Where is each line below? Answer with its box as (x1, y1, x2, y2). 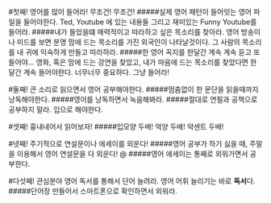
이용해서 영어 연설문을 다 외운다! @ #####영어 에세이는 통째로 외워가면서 (16, 149, 248, 159)
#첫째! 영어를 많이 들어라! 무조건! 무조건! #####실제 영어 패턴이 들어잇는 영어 (8, 7, 252, 16)
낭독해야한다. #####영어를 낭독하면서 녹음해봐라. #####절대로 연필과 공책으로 (8, 95, 258, 104)
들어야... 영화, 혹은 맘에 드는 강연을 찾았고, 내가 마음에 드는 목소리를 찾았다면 (8, 57, 248, 67)
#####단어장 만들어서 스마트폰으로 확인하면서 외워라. (8, 186, 177, 196)
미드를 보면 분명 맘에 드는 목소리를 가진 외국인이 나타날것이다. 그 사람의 (16, 37, 240, 47)
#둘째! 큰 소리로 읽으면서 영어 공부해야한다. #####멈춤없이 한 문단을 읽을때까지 (8, 85, 259, 94)
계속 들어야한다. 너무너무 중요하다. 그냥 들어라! (23, 68, 170, 77)
